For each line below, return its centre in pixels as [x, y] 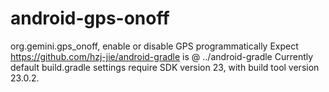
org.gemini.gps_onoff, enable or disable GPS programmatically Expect [154, 46]
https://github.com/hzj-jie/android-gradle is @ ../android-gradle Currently [162, 56]
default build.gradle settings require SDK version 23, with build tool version [165, 67]
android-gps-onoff [90, 18]
